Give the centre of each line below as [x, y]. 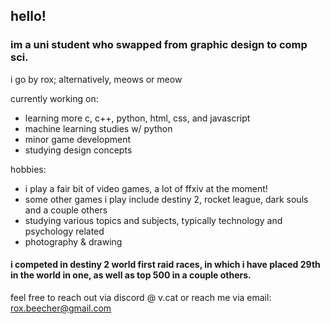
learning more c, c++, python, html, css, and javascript [137, 118]
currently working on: [54, 98]
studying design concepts [78, 150]
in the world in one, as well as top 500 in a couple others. [131, 275]
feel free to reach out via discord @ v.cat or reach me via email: [141, 297]
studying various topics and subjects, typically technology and [153, 220]
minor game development [77, 139]
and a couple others [66, 210]
